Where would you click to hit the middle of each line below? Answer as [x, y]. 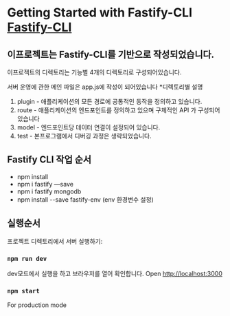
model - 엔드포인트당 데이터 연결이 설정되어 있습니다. [89, 127]
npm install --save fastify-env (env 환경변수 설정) [85, 199]
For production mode [37, 305]
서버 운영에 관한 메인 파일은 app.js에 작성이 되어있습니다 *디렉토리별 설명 [105, 87]
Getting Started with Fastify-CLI [100, 13]
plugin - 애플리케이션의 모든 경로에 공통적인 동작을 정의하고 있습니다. [110, 102]
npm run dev [27, 259]
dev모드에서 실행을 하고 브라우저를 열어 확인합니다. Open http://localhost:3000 [115, 273]
